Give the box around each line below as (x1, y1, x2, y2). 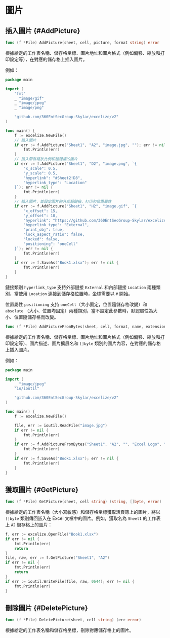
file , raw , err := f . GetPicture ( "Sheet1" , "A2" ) (5, 555, 110, 560)
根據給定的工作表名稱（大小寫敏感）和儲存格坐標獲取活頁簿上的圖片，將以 (5, 509, 160, 515)
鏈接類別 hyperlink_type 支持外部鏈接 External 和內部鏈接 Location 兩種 (5, 284, 156, 290)
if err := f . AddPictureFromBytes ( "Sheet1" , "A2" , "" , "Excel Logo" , (14, 442, 162, 447)
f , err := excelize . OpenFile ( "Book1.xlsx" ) (5, 532, 99, 537)
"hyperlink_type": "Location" (23, 180, 87, 185)
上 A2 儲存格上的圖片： (5, 522, 53, 528)
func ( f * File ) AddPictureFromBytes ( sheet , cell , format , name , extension (5, 324, 166, 329)
